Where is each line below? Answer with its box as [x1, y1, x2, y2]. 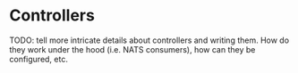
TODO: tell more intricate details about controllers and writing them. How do [9, 35, 289, 45]
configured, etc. [9, 53, 69, 64]
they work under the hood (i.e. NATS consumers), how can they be [9, 44, 256, 54]
